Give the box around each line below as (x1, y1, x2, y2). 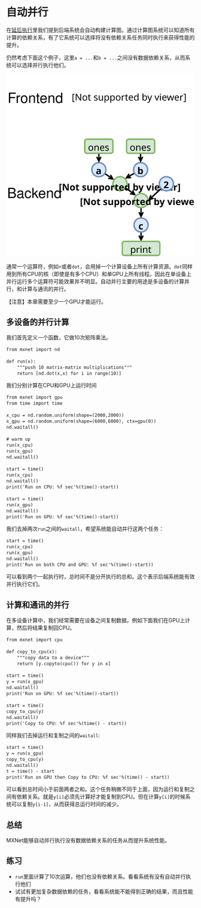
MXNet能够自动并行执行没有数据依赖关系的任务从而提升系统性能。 (6, 837, 170, 844)
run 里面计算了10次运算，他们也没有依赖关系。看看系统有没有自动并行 (14, 873, 186, 880)
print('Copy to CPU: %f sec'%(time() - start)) (6, 721, 127, 727)
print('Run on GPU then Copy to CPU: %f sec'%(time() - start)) (6, 775, 170, 781)
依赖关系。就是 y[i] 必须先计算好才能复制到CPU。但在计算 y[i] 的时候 (16, 793, 185, 800)
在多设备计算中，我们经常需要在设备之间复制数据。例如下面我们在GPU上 (6, 617, 185, 624)
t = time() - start (6, 769, 55, 775)
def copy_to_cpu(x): (6, 649, 58, 655)
